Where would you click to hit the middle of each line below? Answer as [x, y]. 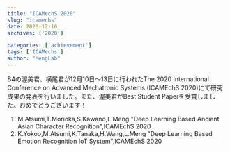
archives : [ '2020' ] [36, 33]
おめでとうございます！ [53, 105]
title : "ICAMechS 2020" [42, 14]
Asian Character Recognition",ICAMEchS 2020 [84, 126]
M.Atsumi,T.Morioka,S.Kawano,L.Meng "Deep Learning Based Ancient [118, 119]
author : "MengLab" [34, 59]
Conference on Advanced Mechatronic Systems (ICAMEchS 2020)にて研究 [115, 87]
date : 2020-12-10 [32, 26]
